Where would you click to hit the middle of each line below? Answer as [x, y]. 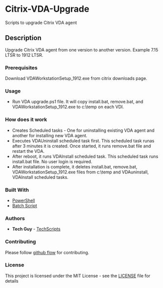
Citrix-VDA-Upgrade [47, 9]
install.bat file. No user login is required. [52, 161]
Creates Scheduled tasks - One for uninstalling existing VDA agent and [83, 130]
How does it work [26, 120]
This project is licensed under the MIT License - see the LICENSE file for [78, 276]
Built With [17, 190]
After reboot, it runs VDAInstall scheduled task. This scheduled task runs [85, 156]
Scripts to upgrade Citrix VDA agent [41, 23]
